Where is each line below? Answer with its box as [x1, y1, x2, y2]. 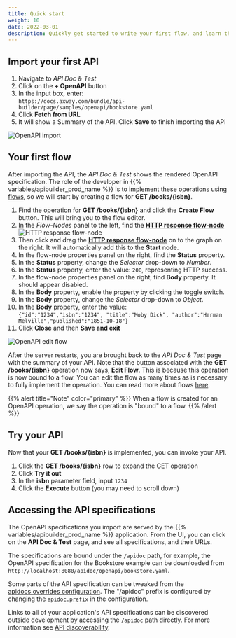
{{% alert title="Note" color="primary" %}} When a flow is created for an [8, 394, 218, 403]
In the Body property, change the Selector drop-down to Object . [18, 295, 204, 303]
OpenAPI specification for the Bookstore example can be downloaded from [8, 558, 225, 567]
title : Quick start [8, 10, 65, 18]
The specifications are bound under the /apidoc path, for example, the [8, 551, 211, 560]
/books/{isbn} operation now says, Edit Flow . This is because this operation [8, 366, 229, 374]
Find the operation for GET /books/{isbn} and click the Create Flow [18, 206, 214, 214]
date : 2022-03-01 [8, 23, 59, 30]
